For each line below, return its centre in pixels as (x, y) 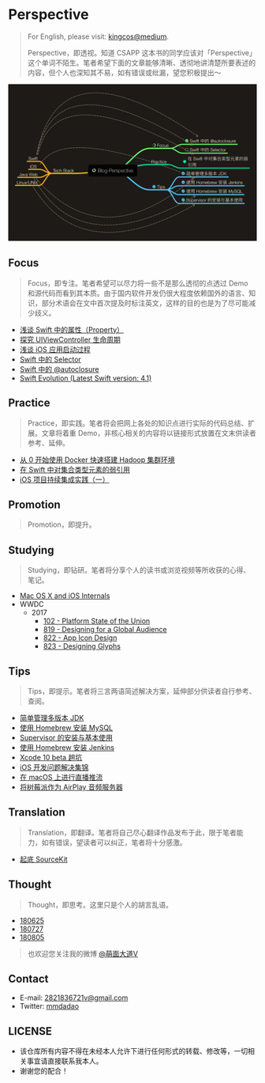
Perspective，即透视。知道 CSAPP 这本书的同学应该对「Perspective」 (142, 52)
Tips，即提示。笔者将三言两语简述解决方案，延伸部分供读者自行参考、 (142, 691)
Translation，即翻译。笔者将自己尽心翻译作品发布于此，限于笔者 (132, 832)
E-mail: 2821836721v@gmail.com (74, 998)
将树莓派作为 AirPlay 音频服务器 (71, 787)
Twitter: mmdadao (49, 1006)
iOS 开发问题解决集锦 (54, 767)
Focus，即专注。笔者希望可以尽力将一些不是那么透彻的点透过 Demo (138, 283)
